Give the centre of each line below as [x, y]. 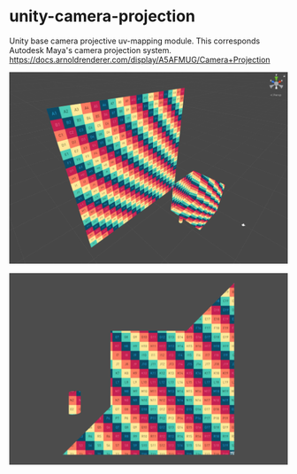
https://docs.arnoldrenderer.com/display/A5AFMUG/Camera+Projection [140, 59]
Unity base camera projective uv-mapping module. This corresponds [135, 41]
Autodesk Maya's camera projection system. [91, 50]
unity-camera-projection [103, 16]
